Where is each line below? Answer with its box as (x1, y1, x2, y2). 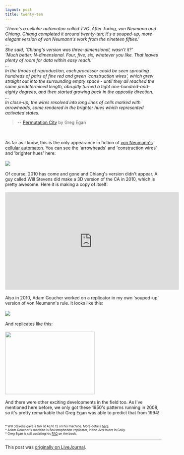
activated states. (5, 110, 40, 115)
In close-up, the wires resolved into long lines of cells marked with (5, 99, 141, 105)
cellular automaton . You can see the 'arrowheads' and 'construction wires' (5, 145, 157, 151)
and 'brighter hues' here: (5, 150, 56, 156)
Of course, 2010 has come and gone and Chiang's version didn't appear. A (5, 171, 158, 176)
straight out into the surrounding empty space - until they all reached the (5, 78, 155, 84)
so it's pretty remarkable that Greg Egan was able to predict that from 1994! (5, 409, 160, 415)
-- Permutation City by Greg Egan (17, 119, 86, 125)
